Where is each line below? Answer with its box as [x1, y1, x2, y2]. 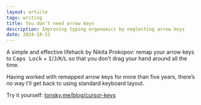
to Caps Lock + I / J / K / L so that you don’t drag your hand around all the [6, 55, 188, 62]
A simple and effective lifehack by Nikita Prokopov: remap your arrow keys [6, 48, 195, 56]
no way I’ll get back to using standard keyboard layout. [6, 80, 145, 87]
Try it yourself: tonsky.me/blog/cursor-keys [6, 92, 116, 99]
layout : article [6, 9, 48, 15]
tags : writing [6, 15, 43, 21]
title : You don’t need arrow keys [6, 20, 95, 26]
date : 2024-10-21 [6, 32, 51, 38]
